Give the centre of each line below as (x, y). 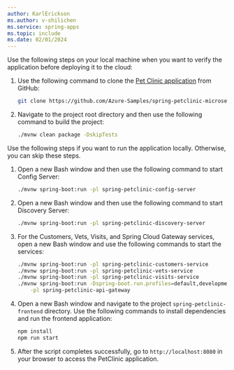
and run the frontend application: (65, 318)
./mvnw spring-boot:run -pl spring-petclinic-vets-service (105, 270)
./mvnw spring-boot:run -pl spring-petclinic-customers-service (113, 264)
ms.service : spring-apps (43, 27)
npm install (35, 331)
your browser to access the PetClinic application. (88, 359)
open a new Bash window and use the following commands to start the (119, 244)
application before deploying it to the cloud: (70, 67)
